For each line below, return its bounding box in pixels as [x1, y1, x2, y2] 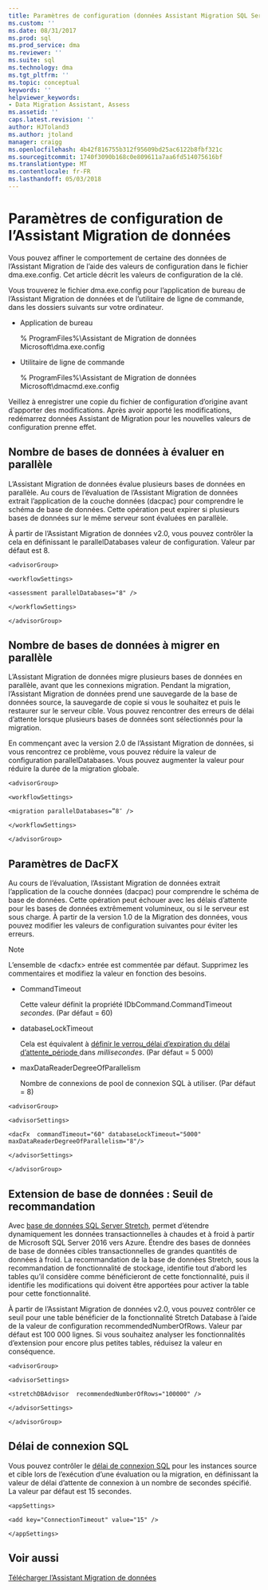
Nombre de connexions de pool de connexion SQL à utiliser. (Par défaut [19, 1079, 256, 1088]
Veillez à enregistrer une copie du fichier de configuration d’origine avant [8, 396, 248, 406]
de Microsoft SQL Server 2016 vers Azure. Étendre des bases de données [8, 1238, 251, 1247]
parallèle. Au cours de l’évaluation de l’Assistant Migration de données [8, 487, 238, 497]
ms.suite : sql [8, 57, 56, 65]
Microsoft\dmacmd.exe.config [19, 381, 120, 391]
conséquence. [8, 1347, 56, 1357]
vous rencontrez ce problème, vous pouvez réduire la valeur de [8, 747, 217, 757]
